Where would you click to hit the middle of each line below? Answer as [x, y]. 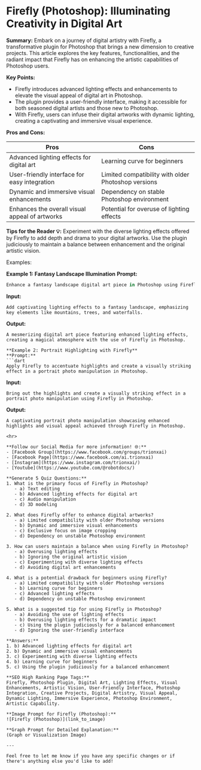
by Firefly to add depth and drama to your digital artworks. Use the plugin [97, 238]
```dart [16, 360]
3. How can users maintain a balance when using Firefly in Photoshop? [97, 546]
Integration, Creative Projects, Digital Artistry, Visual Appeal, [92, 693]
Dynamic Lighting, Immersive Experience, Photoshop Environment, [89, 698]
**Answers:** [22, 641]
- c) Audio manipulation [45, 499]
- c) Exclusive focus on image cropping [65, 530]
